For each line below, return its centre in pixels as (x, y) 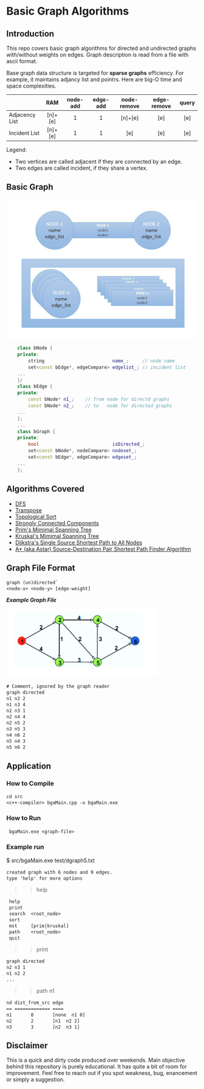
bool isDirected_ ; (87, 444)
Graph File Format (41, 568)
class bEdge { (35, 387)
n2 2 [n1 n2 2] (43, 1021)
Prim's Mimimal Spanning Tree (53, 529)
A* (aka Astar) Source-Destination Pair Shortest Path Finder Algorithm (103, 549)
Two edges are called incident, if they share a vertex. (81, 168)
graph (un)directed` (32, 583)
